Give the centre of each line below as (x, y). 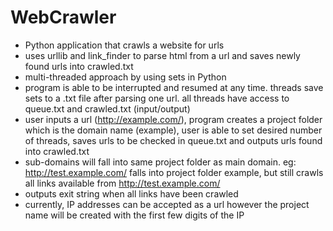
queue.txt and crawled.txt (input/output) (107, 108)
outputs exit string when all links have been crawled (131, 193)
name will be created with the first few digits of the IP (134, 215)
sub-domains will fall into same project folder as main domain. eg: (160, 162)
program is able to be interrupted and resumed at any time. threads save (174, 87)
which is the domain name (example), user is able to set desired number (173, 130)
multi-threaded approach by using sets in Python (125, 77)
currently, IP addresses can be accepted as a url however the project (167, 204)
